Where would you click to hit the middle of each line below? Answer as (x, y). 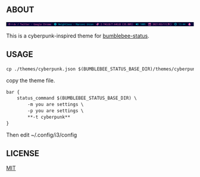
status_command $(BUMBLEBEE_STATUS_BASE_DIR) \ (77, 98)
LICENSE (23, 153)
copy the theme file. (31, 80)
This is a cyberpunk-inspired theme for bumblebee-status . (78, 36)
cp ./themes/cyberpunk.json (41, 69)
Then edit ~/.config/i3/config (42, 135)
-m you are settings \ (56, 105)
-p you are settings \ (56, 111)
